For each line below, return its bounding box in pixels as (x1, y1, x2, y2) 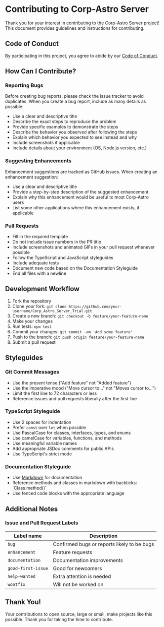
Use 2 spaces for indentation (12, 419, 72, 425)
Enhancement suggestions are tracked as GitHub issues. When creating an (5, 169, 158, 175)
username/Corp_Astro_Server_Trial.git (12, 309, 92, 313)
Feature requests (52, 549, 92, 556)
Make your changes (12, 318, 53, 324)
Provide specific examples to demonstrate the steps (12, 124, 119, 130)
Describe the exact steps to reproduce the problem (12, 119, 117, 125)
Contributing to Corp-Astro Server (5, 3, 149, 15)
